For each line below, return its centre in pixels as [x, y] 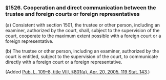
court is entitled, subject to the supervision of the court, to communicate [82, 57]
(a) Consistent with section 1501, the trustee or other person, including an [83, 25]
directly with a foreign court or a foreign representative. [64, 62]
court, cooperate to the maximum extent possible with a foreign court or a [83, 36]
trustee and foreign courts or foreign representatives [72, 14]
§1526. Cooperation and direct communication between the [81, 8]
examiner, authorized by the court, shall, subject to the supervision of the [82, 31]
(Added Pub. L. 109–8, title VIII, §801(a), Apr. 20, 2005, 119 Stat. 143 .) [78, 72]
